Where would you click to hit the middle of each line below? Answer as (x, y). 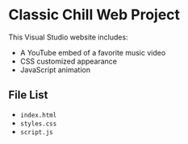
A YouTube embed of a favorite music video (93, 52)
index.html (38, 115)
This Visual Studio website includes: (68, 37)
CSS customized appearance (69, 61)
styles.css (38, 123)
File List (28, 95)
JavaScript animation (55, 69)
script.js (37, 132)
